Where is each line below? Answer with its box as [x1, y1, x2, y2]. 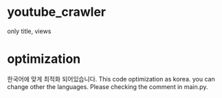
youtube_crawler [7, 4, 107, 20]
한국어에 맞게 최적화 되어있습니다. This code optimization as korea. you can [7, 75, 215, 83]
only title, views [7, 27, 52, 35]
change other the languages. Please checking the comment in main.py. [7, 82, 208, 90]
